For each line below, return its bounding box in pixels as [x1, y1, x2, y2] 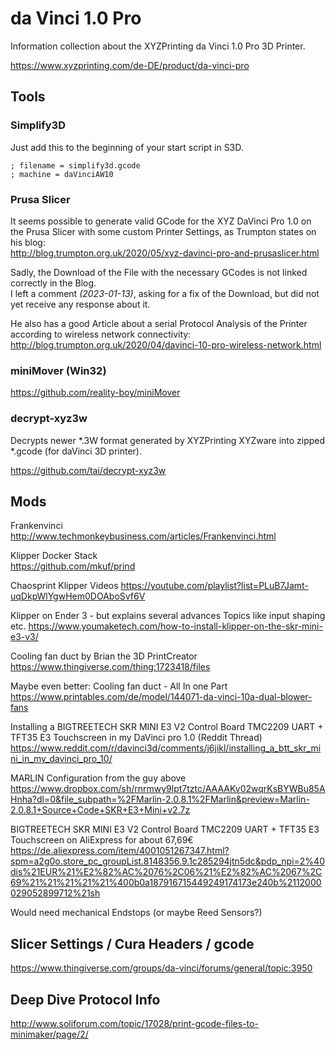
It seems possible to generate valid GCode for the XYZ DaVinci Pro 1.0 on [10, 215, 312, 227]
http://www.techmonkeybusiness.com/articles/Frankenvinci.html [10, 530, 277, 542]
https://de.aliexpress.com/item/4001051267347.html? [10, 845, 230, 857]
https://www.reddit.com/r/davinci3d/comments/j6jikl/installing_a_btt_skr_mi [10, 742, 322, 754]
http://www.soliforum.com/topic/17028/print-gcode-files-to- [10, 1017, 259, 1029]
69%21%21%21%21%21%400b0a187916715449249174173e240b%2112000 [10, 877, 322, 889]
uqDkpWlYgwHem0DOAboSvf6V [10, 590, 146, 602]
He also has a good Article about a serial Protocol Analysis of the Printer [10, 317, 308, 329]
